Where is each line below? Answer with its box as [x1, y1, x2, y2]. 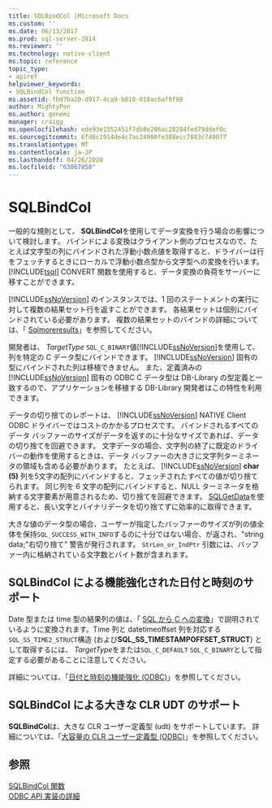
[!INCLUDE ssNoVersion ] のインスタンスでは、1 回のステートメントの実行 [8, 295, 253, 304]
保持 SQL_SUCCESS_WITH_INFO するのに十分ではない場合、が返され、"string [22, 530, 264, 539]
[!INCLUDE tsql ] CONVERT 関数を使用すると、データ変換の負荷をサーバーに [8, 267, 261, 277]
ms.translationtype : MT [8, 140, 89, 149]
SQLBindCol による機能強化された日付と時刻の [8, 575, 244, 590]
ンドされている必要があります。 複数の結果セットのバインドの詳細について [8, 315, 258, 325]
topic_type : [8, 65, 49, 73]
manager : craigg [8, 118, 63, 126]
